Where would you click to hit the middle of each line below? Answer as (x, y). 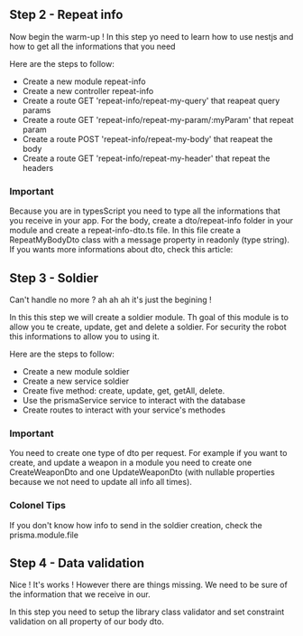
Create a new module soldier (76, 371)
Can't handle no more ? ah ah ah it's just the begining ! (110, 299)
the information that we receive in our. (80, 594)
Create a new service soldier (76, 381)
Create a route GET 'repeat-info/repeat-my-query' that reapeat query (151, 100)
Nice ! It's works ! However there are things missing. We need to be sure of (149, 585)
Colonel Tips (37, 506)
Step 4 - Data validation (77, 563)
